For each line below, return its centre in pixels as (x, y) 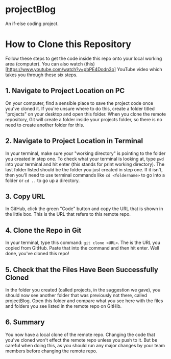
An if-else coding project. (32, 24)
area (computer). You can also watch (44, 64)
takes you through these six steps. (41, 75)
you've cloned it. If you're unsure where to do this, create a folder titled (80, 108)
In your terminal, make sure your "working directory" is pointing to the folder (86, 153)
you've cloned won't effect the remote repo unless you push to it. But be (81, 340)
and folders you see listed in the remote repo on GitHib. (64, 306)
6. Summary (25, 322)
